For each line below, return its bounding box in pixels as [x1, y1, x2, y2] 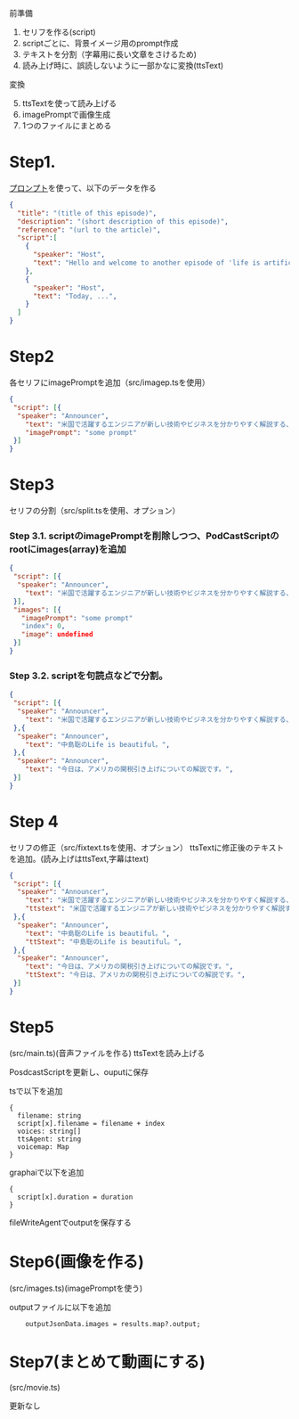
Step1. [9, 152, 56, 172]
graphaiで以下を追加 [9, 1167, 85, 1177]
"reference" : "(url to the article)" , [17, 226, 162, 234]
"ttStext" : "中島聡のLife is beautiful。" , [25, 937, 182, 947]
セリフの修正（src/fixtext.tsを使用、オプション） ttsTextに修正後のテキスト [9, 841, 285, 853]
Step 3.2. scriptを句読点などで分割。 [9, 669, 168, 682]
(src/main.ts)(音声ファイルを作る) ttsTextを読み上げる [9, 1047, 206, 1058]
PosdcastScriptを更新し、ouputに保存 [9, 1066, 149, 1077]
